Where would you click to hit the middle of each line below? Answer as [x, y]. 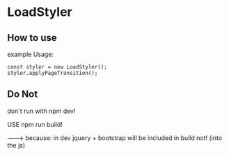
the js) [16, 145]
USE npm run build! [35, 124]
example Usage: [31, 54]
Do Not [23, 94]
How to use [32, 38]
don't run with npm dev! [41, 111]
